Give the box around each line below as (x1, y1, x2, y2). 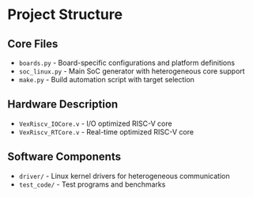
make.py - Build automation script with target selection (18, 75, 195, 84)
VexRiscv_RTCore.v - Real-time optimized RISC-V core (18, 127, 194, 136)
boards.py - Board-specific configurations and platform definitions (18, 58, 235, 67)
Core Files (7, 37, 59, 51)
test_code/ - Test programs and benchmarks (18, 180, 166, 189)
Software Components (7, 150, 122, 164)
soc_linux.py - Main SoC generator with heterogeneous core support (18, 66, 246, 76)
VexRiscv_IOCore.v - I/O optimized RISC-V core (18, 119, 172, 128)
